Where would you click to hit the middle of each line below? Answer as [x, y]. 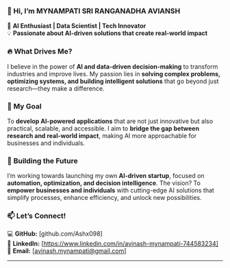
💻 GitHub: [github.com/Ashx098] [55, 234]
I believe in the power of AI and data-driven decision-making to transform [113, 66]
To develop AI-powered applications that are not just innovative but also [110, 121]
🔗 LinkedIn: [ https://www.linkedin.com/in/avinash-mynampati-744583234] [113, 244]
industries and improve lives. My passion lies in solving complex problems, [114, 74]
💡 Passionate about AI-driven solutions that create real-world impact [107, 33]
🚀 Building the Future [42, 161]
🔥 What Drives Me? [40, 52]
